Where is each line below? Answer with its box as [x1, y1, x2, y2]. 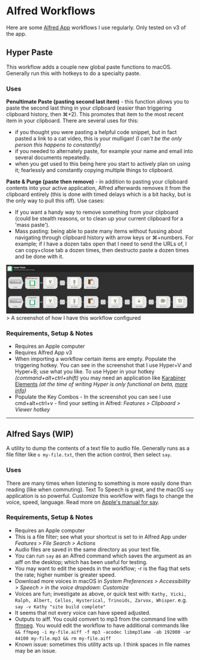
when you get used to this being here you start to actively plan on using [14, 160, 190, 167]
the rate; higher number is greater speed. [14, 571, 116, 578]
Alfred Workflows [6, 4, 96, 18]
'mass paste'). [14, 222, 50, 229]
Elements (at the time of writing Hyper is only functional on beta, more [14, 381, 188, 388]
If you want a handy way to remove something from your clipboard [14, 208, 179, 216]
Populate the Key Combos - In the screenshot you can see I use [14, 393, 171, 400]
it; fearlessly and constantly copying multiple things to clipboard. [14, 167, 174, 174]
